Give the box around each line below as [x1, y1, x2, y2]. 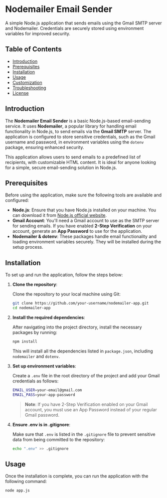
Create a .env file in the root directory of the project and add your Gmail [12, 372, 160, 378]
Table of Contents [5, 45, 62, 53]
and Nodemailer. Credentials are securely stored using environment [5, 25, 144, 31]
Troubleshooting [12, 85, 46, 91]
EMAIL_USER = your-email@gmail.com [12, 387, 82, 392]
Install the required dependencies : [12, 314, 86, 320]
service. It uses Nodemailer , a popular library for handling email [5, 123, 137, 129]
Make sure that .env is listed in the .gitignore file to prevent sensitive [12, 431, 156, 437]
